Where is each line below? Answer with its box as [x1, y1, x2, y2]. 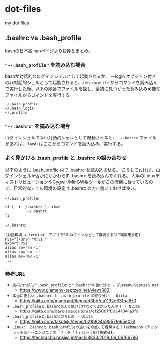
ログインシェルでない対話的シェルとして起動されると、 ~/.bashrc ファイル [5, 135, 157, 141]
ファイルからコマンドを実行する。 [5, 92, 74, 98]
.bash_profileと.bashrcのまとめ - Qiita [12, 314, 93, 319]
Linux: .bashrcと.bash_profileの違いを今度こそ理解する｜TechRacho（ [12, 324, 147, 330]
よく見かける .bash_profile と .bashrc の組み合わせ [5, 154, 127, 161]
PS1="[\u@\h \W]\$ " [5, 237, 48, 241]
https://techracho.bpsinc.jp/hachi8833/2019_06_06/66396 [19, 334, 138, 340]
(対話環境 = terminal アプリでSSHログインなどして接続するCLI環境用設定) [5, 232, 141, 237]
